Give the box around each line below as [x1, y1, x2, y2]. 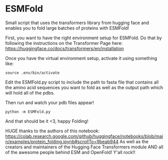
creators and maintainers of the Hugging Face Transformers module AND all [5, 144, 163, 150]
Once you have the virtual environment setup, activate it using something [5, 55, 157, 61]
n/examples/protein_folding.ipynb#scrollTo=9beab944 [5, 138, 119, 144]
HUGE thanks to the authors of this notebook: [5, 128, 100, 134]
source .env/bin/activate [5, 70, 60, 75]
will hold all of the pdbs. [5, 90, 55, 96]
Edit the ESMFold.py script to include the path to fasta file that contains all [5, 79, 159, 85]
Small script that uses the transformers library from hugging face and [5, 20, 149, 26]
